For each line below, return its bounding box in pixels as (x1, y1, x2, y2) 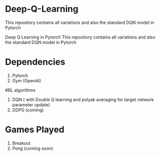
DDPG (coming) (12, 107, 44, 113)
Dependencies (5, 57, 65, 68)
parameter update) (12, 101, 50, 108)
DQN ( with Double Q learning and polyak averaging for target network (12, 97, 154, 102)
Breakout (12, 140, 31, 146)
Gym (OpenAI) (12, 78, 41, 83)
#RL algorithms (5, 87, 36, 93)
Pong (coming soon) (12, 145, 54, 151)
